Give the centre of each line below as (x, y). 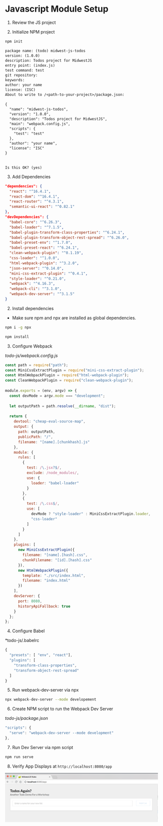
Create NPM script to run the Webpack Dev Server (63, 709)
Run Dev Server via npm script (43, 747)
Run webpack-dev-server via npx (45, 690)
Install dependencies (33, 308)
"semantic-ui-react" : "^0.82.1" (42, 207)
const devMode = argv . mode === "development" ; (57, 396)
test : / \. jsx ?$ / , (44, 468)
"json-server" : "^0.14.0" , (37, 268)
